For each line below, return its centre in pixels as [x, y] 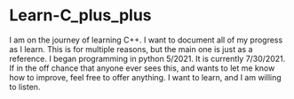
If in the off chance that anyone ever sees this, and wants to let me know [142, 68]
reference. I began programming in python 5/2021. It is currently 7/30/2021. [147, 58]
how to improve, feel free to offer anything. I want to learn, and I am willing [145, 77]
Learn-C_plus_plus [81, 15]
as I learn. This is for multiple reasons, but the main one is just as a [131, 49]
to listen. [25, 87]
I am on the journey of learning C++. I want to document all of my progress [146, 40]
